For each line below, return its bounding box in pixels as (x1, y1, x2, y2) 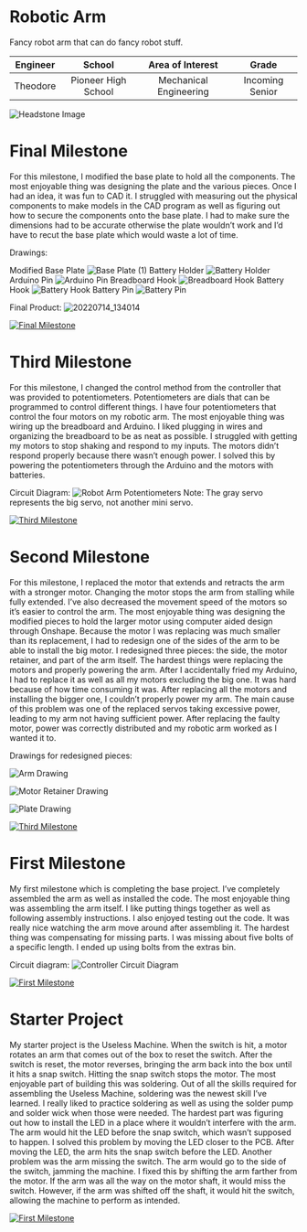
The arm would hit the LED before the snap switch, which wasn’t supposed (9, 1127, 291, 1138)
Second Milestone (9, 547, 151, 567)
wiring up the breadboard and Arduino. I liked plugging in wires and (9, 421, 263, 432)
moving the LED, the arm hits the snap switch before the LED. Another (9, 1146, 272, 1157)
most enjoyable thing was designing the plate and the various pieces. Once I (9, 180, 297, 191)
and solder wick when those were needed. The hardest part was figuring (9, 1107, 284, 1118)
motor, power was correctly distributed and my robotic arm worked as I (9, 723, 277, 734)
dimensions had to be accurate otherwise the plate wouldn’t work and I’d (9, 220, 283, 230)
